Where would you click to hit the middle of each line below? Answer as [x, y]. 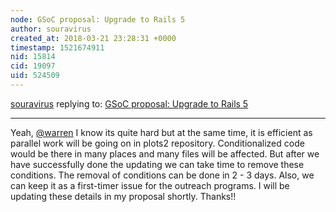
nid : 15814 [33, 57]
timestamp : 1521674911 [57, 47]
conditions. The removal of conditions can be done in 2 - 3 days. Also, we [162, 175]
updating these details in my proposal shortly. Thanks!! [123, 196]
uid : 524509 [35, 76]
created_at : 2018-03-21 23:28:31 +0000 [93, 38]
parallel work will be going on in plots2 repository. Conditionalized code [157, 143]
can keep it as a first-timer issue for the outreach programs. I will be [150, 185]
